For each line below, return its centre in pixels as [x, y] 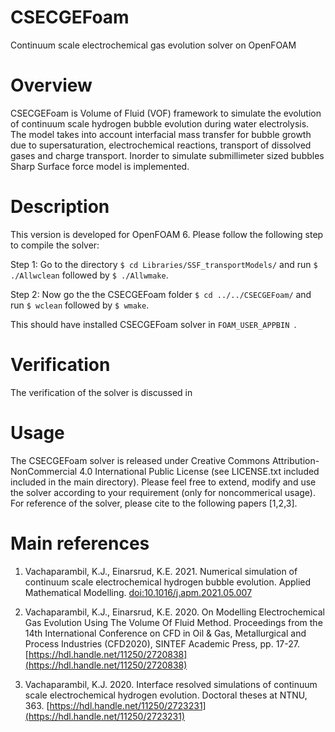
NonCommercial [44, 471]
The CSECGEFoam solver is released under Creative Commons [140, 460]
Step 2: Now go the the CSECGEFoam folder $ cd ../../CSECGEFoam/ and [161, 294]
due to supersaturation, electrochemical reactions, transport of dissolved [161, 145]
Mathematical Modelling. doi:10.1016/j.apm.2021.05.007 [138, 592]
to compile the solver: [55, 245]
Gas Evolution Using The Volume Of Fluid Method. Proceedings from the [173, 622]
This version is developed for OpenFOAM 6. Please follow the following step [167, 234]
